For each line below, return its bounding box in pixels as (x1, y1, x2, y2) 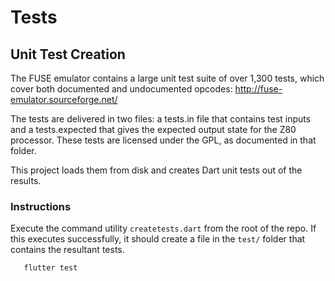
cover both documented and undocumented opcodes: (10, 83, 233, 95)
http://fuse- (234, 83, 283, 95)
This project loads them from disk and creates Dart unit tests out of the (10, 164, 303, 176)
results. (10, 175, 42, 186)
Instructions (10, 199, 72, 213)
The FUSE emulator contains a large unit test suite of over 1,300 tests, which (10, 72, 325, 84)
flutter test (23, 263, 78, 273)
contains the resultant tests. (10, 244, 125, 256)
